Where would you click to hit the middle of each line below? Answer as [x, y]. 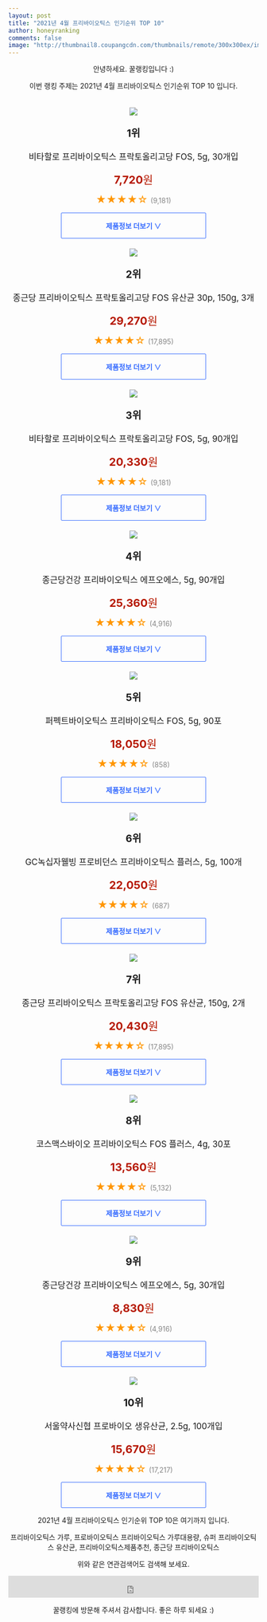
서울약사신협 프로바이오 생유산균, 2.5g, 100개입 [133, 1427]
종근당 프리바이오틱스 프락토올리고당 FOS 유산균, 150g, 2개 [133, 1003]
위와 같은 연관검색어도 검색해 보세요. [133, 1565]
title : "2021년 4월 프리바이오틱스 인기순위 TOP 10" [87, 23]
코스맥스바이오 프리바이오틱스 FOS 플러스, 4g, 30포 [133, 1144]
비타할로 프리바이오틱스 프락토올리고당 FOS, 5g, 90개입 [133, 439]
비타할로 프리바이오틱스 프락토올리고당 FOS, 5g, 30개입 [133, 157]
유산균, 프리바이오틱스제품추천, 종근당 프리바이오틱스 [137, 1547]
